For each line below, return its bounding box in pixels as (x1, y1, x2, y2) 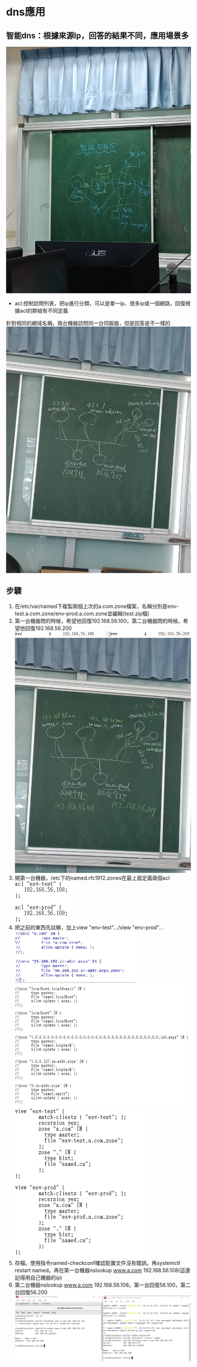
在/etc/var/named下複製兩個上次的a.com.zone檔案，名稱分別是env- (14, 603, 179, 610)
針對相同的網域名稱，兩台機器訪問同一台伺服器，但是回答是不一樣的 (6, 320, 171, 326)
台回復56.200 (14, 1289, 48, 1296)
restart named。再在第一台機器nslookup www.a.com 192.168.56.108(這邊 (14, 1267, 191, 1274)
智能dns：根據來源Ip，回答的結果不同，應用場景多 (6, 31, 189, 40)
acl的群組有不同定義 (19, 307, 69, 314)
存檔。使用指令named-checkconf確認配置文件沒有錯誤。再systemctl (14, 1260, 181, 1267)
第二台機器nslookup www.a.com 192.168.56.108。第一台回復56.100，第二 (14, 1281, 191, 1288)
